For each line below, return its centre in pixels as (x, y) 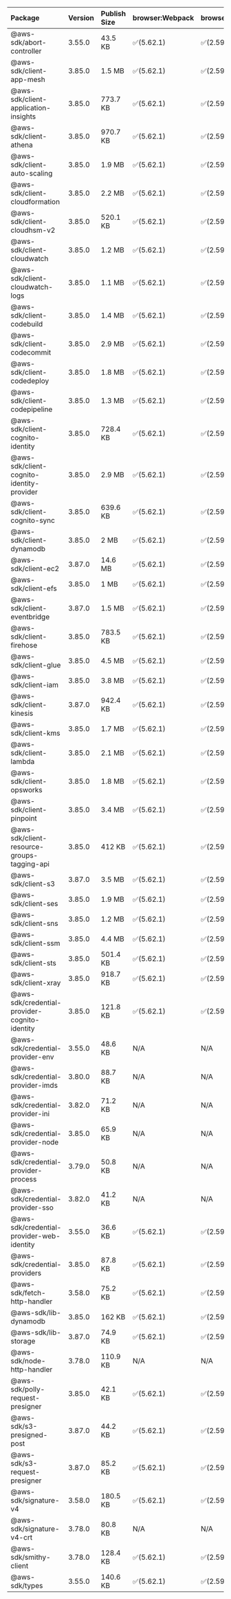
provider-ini (30, 1114)
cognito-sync (33, 520)
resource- (27, 847)
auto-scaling (32, 173)
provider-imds (34, 1085)
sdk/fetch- (28, 1293)
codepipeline (32, 409)
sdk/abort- (29, 42)
